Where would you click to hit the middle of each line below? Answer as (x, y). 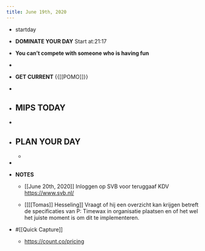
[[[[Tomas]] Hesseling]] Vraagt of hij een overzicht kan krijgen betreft (111, 205)
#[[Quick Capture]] (39, 230)
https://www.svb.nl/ (49, 193)
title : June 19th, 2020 (37, 12)
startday (26, 29)
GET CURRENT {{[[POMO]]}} (52, 76)
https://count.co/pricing (54, 241)
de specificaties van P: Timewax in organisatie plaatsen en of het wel (111, 211)
